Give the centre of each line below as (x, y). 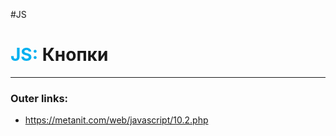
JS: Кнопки (59, 55)
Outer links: (39, 98)
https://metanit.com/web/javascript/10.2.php (116, 120)
